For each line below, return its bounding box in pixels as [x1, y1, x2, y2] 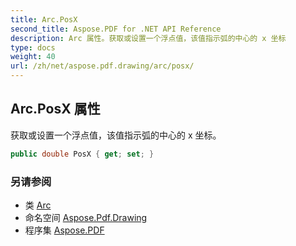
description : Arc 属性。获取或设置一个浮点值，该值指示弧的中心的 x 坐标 [10, 33, 287, 43]
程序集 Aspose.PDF [24, 224, 105, 236]
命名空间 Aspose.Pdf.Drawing [24, 211, 148, 223]
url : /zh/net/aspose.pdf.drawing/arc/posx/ [10, 61, 195, 71]
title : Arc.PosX [10, 14, 78, 25]
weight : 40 [10, 52, 56, 62]
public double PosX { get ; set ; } [10, 149, 155, 159]
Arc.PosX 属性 [10, 101, 101, 118]
